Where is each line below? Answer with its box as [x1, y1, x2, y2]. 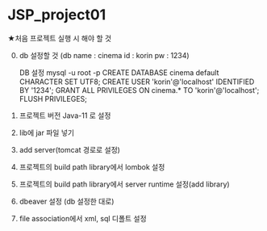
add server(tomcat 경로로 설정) [19, 145, 120, 154]
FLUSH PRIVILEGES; [19, 94, 88, 103]
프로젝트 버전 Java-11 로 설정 [19, 111, 111, 120]
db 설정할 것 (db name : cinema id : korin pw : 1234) [19, 50, 190, 60]
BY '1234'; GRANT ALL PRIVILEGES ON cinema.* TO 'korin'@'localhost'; [19, 85, 260, 94]
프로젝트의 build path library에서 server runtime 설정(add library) [19, 179, 231, 189]
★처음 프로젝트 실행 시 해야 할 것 [7, 33, 112, 43]
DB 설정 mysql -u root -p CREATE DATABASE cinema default [19, 67, 219, 78]
